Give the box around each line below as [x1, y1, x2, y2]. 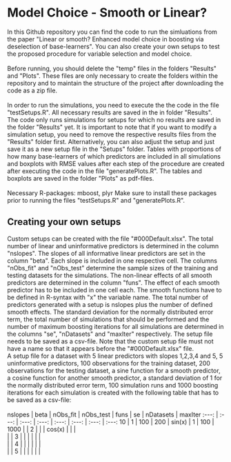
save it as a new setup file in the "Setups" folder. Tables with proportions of [7, 145, 222, 153]
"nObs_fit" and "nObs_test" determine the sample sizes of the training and [7, 263, 219, 272]
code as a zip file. [7, 86, 57, 94]
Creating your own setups [7, 216, 121, 228]
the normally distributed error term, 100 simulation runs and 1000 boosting [7, 381, 219, 389]
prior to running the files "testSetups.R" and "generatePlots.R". [7, 196, 185, 204]
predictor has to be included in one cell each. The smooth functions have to [7, 285, 222, 294]
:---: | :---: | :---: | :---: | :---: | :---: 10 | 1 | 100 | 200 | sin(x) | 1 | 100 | [19, 417, 214, 425]
